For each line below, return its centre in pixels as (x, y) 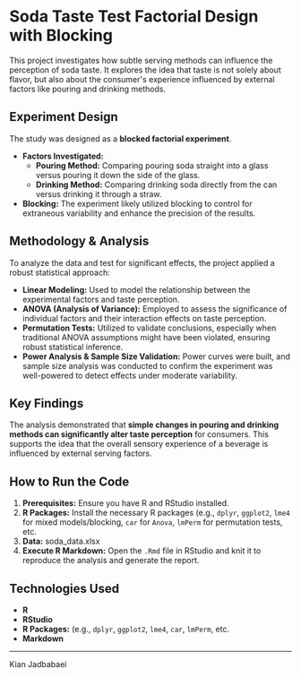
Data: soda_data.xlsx (61, 541)
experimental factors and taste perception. (101, 299)
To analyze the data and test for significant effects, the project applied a (142, 262)
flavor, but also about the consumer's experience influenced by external (142, 79)
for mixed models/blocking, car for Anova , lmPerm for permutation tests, (152, 522)
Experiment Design (64, 117)
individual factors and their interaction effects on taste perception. (144, 318)
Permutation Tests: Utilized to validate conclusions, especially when (149, 328)
